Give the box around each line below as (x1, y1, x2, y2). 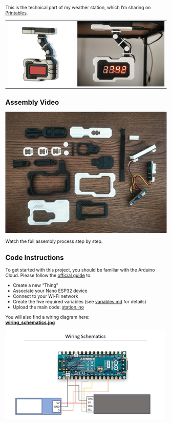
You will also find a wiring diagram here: (5, 314, 90, 320)
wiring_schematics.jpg (5, 319, 55, 325)
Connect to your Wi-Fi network (12, 293, 78, 299)
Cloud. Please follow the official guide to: (5, 272, 92, 278)
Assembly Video (5, 98, 59, 107)
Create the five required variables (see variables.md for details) (12, 298, 147, 304)
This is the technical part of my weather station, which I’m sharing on (5, 5, 151, 10)
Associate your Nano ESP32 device (12, 287, 88, 294)
